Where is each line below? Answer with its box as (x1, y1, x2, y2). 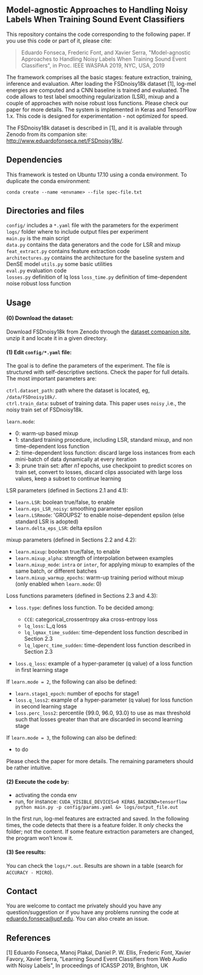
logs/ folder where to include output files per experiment (6, 228, 148, 236)
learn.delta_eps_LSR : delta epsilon (15, 525, 102, 532)
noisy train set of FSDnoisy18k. (6, 406, 84, 413)
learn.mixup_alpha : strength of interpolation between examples (15, 554, 174, 562)
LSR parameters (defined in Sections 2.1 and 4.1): (6, 487, 128, 494)
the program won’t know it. (6, 834, 74, 842)
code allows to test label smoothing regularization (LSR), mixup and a (6, 93, 179, 100)
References (6, 932, 51, 943)
